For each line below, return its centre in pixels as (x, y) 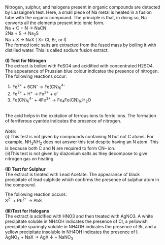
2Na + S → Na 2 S (22, 34)
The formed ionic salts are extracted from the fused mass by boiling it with (81, 45)
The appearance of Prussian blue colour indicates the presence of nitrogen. (82, 71)
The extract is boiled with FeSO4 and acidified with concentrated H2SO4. (80, 65)
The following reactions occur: (36, 76)
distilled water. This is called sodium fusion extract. (57, 50)
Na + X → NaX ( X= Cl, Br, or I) (36, 39)
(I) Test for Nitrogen (26, 61)
